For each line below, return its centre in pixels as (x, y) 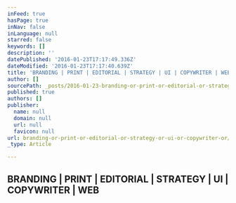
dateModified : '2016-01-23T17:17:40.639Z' (70, 66)
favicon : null (34, 131)
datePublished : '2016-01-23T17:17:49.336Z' (72, 60)
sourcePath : (25, 86)
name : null (29, 112)
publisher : (23, 105)
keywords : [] (26, 46)
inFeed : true (26, 14)
